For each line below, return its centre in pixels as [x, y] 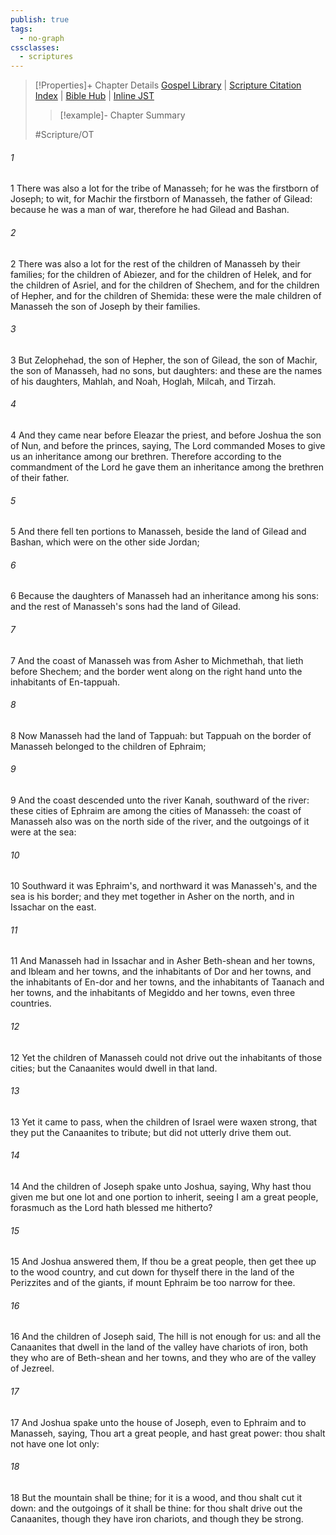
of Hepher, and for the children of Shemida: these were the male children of [166, 295]
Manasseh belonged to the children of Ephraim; [108, 746]
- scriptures [46, 57]
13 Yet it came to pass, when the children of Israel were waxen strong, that [164, 1122]
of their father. [40, 477]
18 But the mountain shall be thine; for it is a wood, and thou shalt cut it [156, 1497]
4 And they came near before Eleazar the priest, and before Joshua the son [166, 435]
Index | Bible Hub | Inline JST [94, 96]
